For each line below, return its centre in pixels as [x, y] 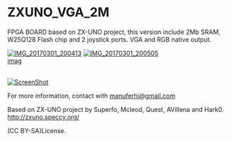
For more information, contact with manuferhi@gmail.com [91, 96]
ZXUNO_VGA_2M [58, 12]
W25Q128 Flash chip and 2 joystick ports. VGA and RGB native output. [109, 39]
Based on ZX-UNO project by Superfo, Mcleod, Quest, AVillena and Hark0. [115, 109]
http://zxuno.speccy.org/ [43, 117]
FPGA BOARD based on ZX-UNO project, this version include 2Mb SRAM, [114, 32]
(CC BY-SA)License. [37, 130]
